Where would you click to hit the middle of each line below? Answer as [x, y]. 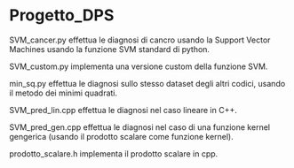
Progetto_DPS [62, 15]
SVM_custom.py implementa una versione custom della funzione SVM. [139, 66]
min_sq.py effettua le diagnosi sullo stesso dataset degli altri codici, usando [147, 83]
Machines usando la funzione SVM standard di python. [110, 49]
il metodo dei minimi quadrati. [64, 93]
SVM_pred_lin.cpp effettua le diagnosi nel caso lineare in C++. [123, 110]
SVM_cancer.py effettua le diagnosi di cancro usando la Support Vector [140, 40]
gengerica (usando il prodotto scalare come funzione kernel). [121, 136]
